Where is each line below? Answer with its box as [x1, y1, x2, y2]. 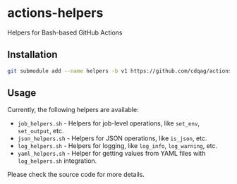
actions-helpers [7, 5, 104, 21]
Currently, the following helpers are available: [7, 106, 139, 114]
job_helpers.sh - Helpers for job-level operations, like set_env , [17, 119, 200, 128]
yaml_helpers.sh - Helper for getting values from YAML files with [17, 149, 206, 158]
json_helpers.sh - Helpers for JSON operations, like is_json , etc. [17, 134, 207, 142]
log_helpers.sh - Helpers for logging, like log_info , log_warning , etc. [17, 142, 218, 150]
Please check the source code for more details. [7, 171, 145, 179]
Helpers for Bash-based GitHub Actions [7, 28, 123, 37]
